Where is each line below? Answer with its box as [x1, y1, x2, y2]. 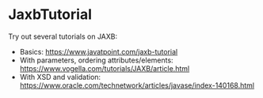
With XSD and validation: [19, 72, 101, 81]
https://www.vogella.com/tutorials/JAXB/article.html [19, 63, 190, 73]
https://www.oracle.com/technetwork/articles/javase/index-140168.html [19, 81, 255, 90]
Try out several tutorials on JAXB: [8, 32, 118, 41]
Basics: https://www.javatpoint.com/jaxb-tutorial [19, 47, 178, 56]
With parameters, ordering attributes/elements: [19, 55, 173, 65]
